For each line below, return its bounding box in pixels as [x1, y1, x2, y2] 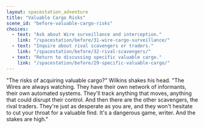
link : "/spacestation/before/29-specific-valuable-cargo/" [17, 60, 171, 66]
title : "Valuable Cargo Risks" [6, 15, 86, 21]
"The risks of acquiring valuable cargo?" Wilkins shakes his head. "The [6, 77, 185, 84]
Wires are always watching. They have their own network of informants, [6, 83, 187, 90]
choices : [6, 26, 29, 32]
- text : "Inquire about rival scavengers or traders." [12, 43, 154, 49]
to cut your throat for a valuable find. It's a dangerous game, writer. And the [6, 109, 196, 116]
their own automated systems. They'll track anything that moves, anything [6, 89, 192, 97]
